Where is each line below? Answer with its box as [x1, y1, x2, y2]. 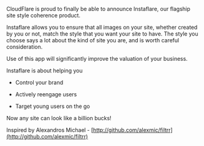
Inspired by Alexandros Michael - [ [6, 126, 94, 134]
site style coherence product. [6, 12, 81, 19]
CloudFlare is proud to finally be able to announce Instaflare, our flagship [6, 6, 191, 12]
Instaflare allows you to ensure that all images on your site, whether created [6, 24, 198, 31]
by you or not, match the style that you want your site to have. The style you [6, 30, 198, 37]
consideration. [6, 43, 43, 50]
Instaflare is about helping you [6, 67, 83, 74]
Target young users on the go [15, 102, 91, 110]
